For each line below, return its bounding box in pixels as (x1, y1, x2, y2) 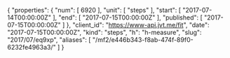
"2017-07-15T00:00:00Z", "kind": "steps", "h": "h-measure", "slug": (7, 28, 202, 36)
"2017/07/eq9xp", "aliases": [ (7, 36, 91, 44)
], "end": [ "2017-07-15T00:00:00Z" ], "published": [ (52, 13, 203, 22)
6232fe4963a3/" (7, 43, 56, 51)
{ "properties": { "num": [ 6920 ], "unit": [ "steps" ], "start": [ (7, 6, 181, 14)
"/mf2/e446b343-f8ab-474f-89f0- (92, 36, 194, 44)
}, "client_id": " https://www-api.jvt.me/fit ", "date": (66, 21, 210, 29)
